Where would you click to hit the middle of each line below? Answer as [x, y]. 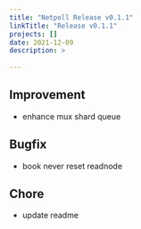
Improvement [47, 95]
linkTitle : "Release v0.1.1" [63, 26]
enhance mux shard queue [71, 116]
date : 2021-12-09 [41, 42]
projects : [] [33, 34]
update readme [50, 216]
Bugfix [28, 145]
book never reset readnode [72, 166]
